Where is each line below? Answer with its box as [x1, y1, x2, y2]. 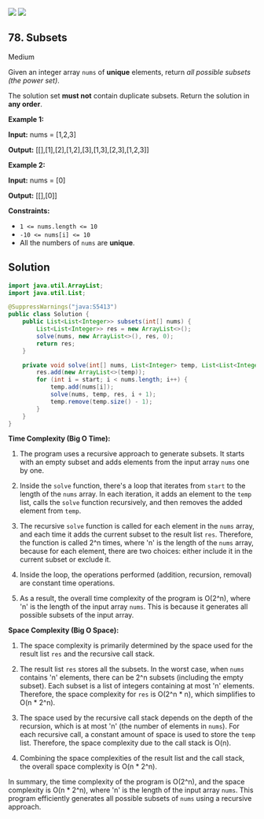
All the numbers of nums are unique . [19, 238, 135, 247]
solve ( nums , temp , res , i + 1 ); [49, 390, 156, 398]
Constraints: [8, 205, 50, 216]
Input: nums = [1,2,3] [8, 130, 77, 139]
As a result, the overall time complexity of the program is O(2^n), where [19, 594, 251, 603]
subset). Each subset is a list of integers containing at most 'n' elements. [19, 681, 255, 691]
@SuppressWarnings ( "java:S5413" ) [8, 303, 118, 311]
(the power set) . [8, 76, 60, 85]
